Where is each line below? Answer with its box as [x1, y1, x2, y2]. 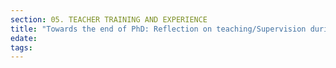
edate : [10, 33, 38, 43]
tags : [10, 42, 33, 53]
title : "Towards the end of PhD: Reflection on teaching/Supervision [10, 24, 307, 34]
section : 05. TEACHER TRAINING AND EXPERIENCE [10, 14, 208, 25]
